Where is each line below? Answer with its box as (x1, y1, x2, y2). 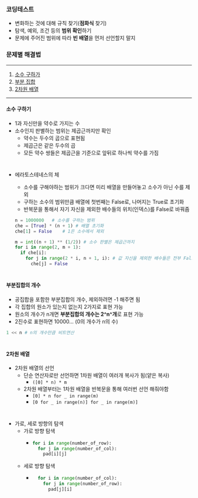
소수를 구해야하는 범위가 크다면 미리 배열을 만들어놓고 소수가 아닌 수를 (23, 183, 184, 190)
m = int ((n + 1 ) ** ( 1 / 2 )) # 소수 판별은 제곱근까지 (14, 239, 135, 245)
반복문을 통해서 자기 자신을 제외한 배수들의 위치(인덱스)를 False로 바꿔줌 (23, 205, 190, 213)
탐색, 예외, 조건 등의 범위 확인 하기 (14, 27, 92, 34)
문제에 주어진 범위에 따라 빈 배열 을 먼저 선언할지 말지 (14, 34, 136, 42)
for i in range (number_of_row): (32, 440, 112, 446)
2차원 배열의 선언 (14, 364, 55, 372)
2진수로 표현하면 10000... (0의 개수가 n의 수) (14, 318, 118, 325)
